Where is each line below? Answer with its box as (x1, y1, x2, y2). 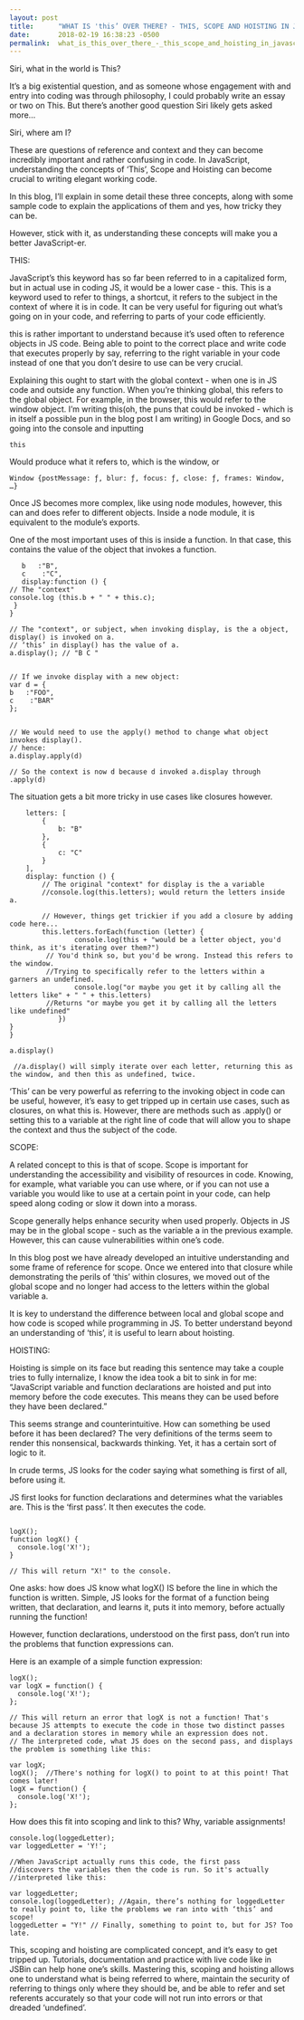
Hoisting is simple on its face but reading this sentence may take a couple (9, 1363, 284, 1374)
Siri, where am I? (9, 128, 72, 138)
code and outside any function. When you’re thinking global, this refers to (9, 385, 283, 395)
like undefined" (9, 1006, 71, 1016)
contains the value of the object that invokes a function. (9, 544, 217, 555)
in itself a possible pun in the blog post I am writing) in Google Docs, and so (9, 414, 291, 424)
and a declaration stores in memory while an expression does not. (9, 1729, 270, 1739)
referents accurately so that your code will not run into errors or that (9, 1993, 263, 2004)
